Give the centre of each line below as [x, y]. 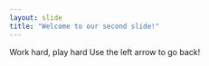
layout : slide [36, 18]
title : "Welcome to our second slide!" [85, 26]
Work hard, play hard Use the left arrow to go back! [105, 52]
